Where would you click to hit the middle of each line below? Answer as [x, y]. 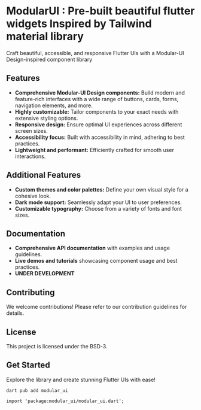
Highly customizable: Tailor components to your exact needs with [97, 111]
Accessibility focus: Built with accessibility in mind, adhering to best [100, 137]
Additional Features [44, 175]
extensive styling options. [46, 118]
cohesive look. [33, 196]
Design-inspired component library [49, 59]
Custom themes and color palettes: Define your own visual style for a [101, 189]
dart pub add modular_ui [37, 390]
